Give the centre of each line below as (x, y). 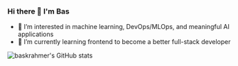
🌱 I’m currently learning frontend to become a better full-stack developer (124, 42)
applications (36, 34)
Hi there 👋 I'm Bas (38, 11)
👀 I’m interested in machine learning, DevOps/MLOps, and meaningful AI (123, 27)
